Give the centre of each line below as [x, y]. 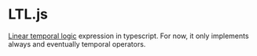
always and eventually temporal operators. [77, 44]
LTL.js [28, 14]
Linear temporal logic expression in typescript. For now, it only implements [128, 36]
